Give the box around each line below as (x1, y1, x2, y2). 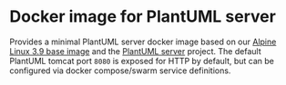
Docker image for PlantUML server (9, 6, 276, 27)
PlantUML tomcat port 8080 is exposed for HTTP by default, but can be (9, 55, 275, 66)
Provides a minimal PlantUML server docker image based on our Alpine (9, 36, 277, 47)
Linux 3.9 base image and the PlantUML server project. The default (9, 45, 261, 56)
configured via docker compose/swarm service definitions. (9, 65, 231, 76)
